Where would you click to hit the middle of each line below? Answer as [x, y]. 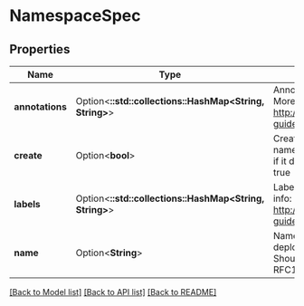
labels [27, 204]
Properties [40, 49]
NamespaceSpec [75, 16]
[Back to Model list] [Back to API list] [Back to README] [113, 292]
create [28, 155]
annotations [41, 107]
